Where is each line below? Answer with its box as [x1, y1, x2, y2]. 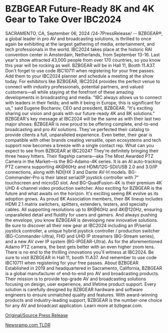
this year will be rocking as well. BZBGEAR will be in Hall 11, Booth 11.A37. [5, 62, 155, 68]
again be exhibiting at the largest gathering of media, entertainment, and [5, 41, 155, 47]
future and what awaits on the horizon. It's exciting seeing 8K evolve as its [5, 190, 159, 196]
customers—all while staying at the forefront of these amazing [5, 89, 134, 95]
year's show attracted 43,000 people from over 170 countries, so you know [5, 57, 161, 63]
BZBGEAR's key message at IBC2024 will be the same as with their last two [5, 116, 161, 122]
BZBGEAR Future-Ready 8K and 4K [5, 3, 154, 15]
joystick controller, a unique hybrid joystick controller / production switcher [5, 228, 160, 234]
